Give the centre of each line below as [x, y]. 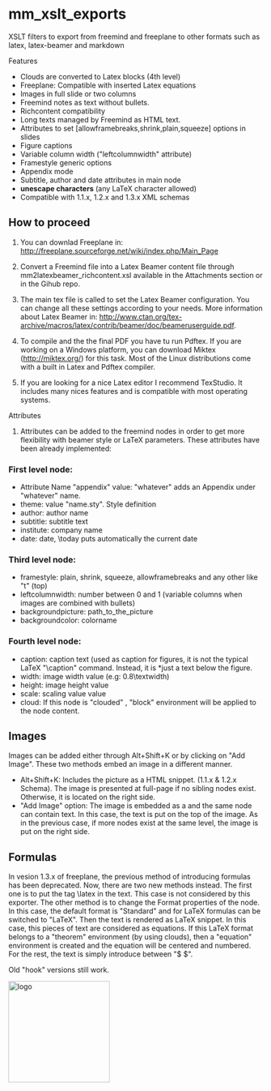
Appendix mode [47, 171]
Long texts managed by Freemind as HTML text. [100, 119]
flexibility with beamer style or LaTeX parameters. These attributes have [140, 439]
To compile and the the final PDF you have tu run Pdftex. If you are [131, 340]
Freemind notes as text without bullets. [85, 102]
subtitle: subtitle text [54, 522]
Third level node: [42, 559]
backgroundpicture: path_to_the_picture [87, 612]
